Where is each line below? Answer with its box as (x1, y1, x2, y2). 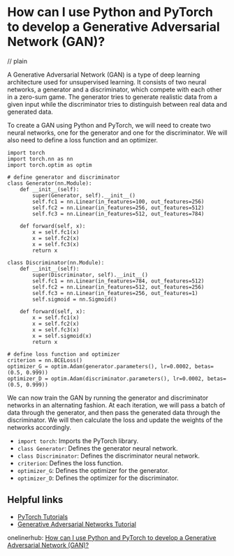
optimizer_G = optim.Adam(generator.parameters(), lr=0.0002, (7, 363, 192, 370)
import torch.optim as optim (7, 161, 92, 168)
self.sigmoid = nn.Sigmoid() (32, 296, 117, 303)
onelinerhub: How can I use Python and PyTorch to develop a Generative (7, 533, 217, 541)
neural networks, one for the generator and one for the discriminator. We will (7, 128, 228, 137)
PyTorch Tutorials (17, 512, 68, 520)
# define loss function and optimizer (7, 350, 120, 358)
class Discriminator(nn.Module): (7, 259, 105, 266)
